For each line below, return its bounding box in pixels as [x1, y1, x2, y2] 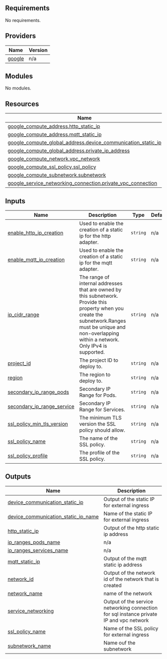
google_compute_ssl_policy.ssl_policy [7, 163, 96, 170]
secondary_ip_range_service [7, 403, 75, 410]
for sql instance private [103, 611, 158, 618]
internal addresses [79, 280, 123, 287]
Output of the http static [103, 524, 160, 531]
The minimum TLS [79, 414, 122, 421]
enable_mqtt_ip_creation [7, 256, 65, 263]
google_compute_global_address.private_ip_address [7, 147, 130, 154]
